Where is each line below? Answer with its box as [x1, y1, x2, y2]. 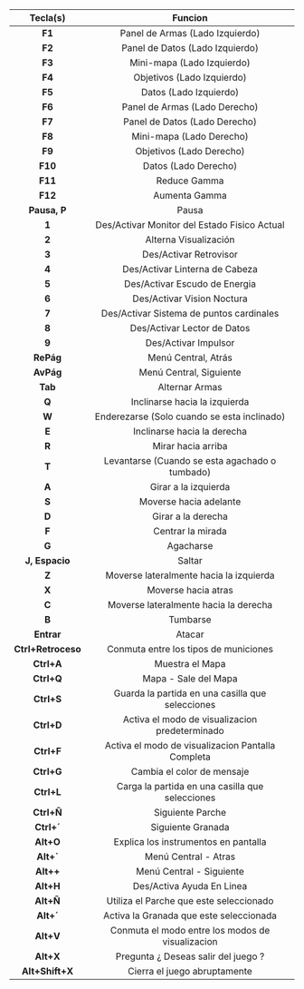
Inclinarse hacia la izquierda [130, 396, 250, 407]
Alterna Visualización [145, 233, 235, 246]
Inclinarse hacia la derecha [132, 426, 247, 437]
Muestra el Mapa [154, 658, 226, 670]
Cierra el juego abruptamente [128, 965, 253, 977]
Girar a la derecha [152, 510, 228, 523]
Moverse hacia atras [147, 584, 233, 596]
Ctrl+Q [33, 672, 63, 684]
